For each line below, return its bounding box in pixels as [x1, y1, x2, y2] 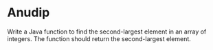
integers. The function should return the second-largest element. [7, 34, 191, 42]
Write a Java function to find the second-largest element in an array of [7, 27, 207, 36]
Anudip [7, 5, 50, 21]
